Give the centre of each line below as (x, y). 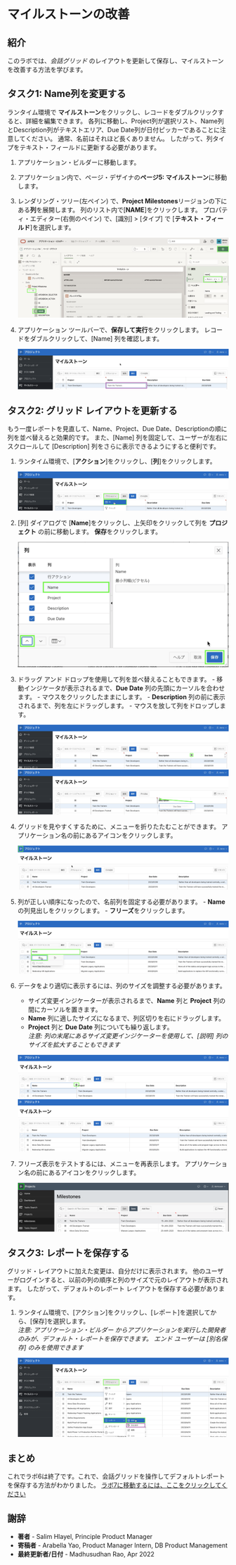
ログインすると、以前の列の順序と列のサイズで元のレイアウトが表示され (124, 1280)
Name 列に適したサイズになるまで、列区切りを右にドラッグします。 (126, 1018)
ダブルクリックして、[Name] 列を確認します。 (97, 339)
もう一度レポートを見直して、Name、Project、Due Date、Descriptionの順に (117, 429)
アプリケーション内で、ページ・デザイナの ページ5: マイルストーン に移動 (122, 177)
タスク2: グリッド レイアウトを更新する (92, 411)
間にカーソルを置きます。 (65, 1009)
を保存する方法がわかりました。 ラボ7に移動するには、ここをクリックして (114, 1486)
